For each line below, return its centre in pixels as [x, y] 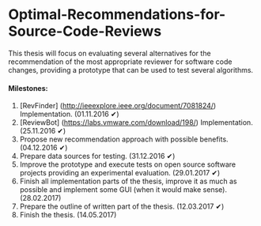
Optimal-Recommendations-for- [117, 15]
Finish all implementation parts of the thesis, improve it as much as [128, 181]
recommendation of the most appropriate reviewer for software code [120, 62]
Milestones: [28, 88]
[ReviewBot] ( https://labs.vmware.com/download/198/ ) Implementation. [136, 122]
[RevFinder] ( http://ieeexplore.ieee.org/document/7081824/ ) [118, 106]
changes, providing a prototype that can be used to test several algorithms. [131, 70]
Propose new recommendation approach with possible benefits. [124, 139]
